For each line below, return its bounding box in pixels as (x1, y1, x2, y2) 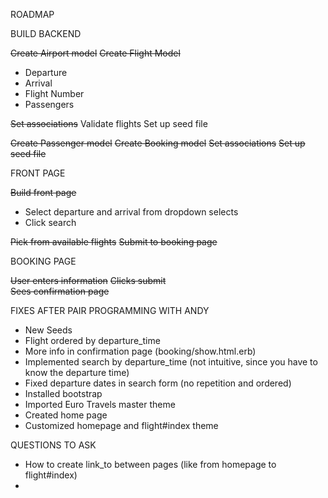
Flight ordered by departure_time (24, 335, 161, 346)
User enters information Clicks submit (10, 275, 167, 286)
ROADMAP (10, 9, 55, 20)
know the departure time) (24, 367, 130, 378)
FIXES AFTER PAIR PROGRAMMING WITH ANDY (10, 305, 210, 316)
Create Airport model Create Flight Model (10, 47, 181, 59)
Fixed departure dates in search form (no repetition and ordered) (24, 377, 292, 389)
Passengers (24, 99, 75, 110)
